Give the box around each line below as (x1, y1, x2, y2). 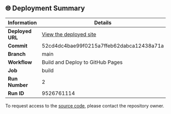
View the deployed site (41, 30, 97, 37)
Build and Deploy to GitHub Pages (41, 58, 123, 65)
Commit (8, 42, 28, 49)
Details (94, 19, 112, 26)
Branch (8, 50, 26, 57)
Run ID (8, 90, 24, 97)
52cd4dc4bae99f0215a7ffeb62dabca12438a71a (41, 42, 164, 49)
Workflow (8, 58, 32, 65)
